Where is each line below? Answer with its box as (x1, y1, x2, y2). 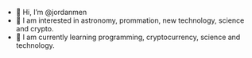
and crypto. (15, 24, 54, 33)
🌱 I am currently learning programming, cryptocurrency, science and (15, 32, 241, 42)
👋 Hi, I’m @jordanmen (15, 8, 87, 16)
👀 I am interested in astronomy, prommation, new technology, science (15, 16, 245, 25)
